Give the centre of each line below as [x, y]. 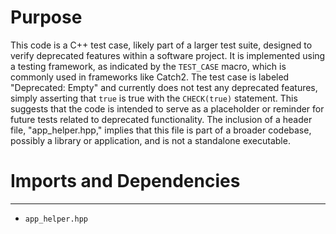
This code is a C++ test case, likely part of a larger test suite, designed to [161, 45]
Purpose [46, 17]
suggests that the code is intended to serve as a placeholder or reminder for [167, 108]
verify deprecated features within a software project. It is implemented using [168, 55]
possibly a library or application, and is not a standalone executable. [150, 140]
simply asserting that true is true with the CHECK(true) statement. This [154, 98]
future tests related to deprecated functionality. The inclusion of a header [161, 119]
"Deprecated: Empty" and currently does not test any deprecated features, [164, 87]
